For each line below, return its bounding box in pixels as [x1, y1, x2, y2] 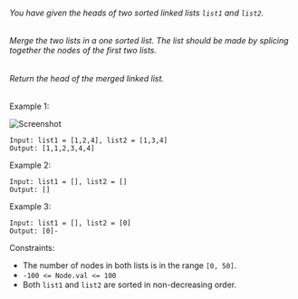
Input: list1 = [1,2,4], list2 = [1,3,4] [9, 136, 168, 145]
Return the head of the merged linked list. [9, 72, 165, 83]
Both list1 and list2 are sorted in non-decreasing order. [22, 279, 237, 290]
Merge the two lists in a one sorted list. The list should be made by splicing [9, 35, 289, 46]
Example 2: [9, 159, 52, 171]
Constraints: [9, 243, 55, 254]
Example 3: [9, 201, 52, 212]
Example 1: [9, 101, 50, 112]
